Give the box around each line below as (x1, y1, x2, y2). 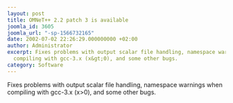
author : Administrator (7, 42, 73, 49)
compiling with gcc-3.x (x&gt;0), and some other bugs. (13, 55, 178, 62)
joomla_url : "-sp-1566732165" (7, 29, 95, 37)
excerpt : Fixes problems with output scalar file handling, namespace (7, 49, 216, 56)
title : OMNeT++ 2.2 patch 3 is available (7, 17, 129, 24)
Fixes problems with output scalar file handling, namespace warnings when (7, 80, 223, 88)
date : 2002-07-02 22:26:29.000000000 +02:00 (7, 36, 138, 43)
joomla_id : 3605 (7, 23, 54, 30)
